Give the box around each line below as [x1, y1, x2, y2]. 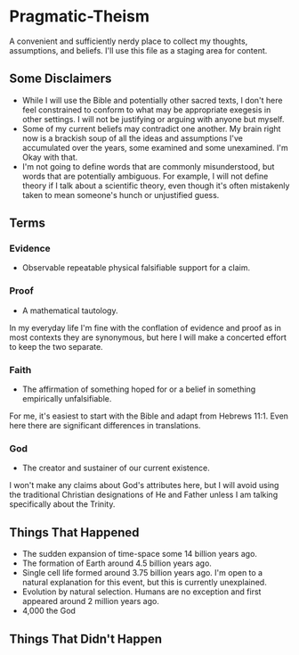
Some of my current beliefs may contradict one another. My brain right [21, 123, 281, 134]
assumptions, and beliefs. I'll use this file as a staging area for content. [9, 45, 268, 55]
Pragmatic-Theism [9, 6, 149, 27]
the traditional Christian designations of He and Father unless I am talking [9, 489, 279, 501]
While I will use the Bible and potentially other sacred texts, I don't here [21, 95, 283, 105]
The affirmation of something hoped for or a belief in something [21, 384, 256, 394]
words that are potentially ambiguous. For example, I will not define [21, 170, 269, 181]
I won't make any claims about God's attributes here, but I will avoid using [9, 480, 279, 491]
